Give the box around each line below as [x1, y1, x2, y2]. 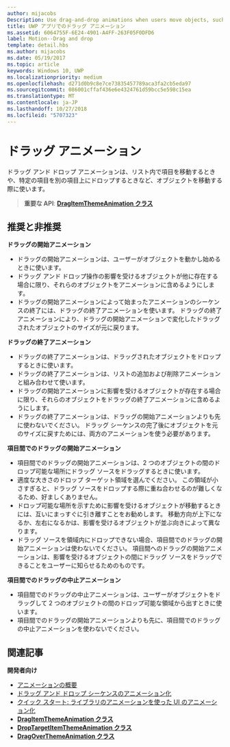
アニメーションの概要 [16, 681, 77, 689]
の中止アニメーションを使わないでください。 [16, 624, 143, 633]
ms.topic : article [7, 61, 60, 68]
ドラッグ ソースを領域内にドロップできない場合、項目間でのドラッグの [16, 535, 217, 544]
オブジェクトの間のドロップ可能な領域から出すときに [66, 599, 216, 607]
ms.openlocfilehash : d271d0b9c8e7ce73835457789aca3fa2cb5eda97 [7, 80, 192, 87]
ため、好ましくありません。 [23, 493, 101, 501]
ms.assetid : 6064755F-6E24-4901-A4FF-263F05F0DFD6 [7, 29, 155, 36]
